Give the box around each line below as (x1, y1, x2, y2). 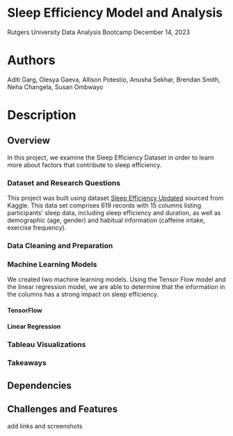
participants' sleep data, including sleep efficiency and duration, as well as (7, 209, 221, 217)
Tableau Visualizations (7, 339, 86, 349)
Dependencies (7, 380, 72, 391)
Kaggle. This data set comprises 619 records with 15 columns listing (7, 201, 202, 210)
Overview (7, 134, 51, 147)
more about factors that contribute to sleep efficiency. (7, 160, 162, 169)
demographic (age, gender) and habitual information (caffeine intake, (7, 216, 205, 224)
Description (7, 107, 77, 123)
